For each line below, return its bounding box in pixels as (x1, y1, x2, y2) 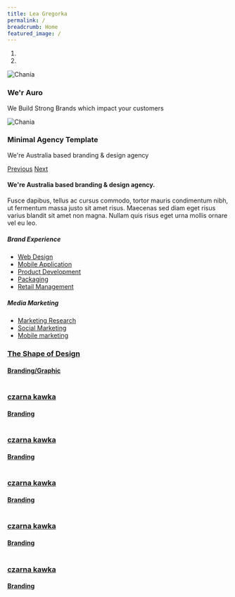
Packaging (17, 275, 49, 283)
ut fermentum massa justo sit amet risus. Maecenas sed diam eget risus (7, 204, 216, 212)
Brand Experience (7, 235, 61, 243)
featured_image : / (7, 30, 61, 37)
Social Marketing (17, 323, 67, 332)
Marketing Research (17, 316, 76, 324)
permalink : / (7, 17, 46, 24)
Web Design (17, 252, 53, 261)
